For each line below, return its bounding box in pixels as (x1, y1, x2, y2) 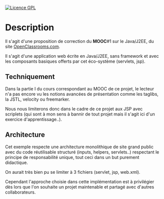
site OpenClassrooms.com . (5, 43, 60, 49)
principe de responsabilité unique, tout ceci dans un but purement (5, 154, 139, 160)
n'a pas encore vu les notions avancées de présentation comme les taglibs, (5, 91, 159, 97)
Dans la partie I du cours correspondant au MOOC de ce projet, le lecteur (5, 85, 154, 91)
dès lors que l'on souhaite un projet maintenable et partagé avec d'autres (5, 184, 155, 190)
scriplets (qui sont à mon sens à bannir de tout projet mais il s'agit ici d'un (5, 111, 156, 117)
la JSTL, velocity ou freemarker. (5, 96, 70, 102)
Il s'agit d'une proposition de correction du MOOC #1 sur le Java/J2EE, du (5, 38, 154, 44)
